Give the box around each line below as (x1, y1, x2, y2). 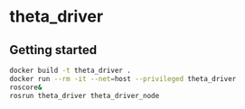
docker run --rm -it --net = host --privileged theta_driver (9, 74, 237, 83)
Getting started (9, 42, 98, 58)
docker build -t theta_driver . (9, 66, 131, 75)
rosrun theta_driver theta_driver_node (9, 91, 160, 100)
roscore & (9, 83, 42, 92)
